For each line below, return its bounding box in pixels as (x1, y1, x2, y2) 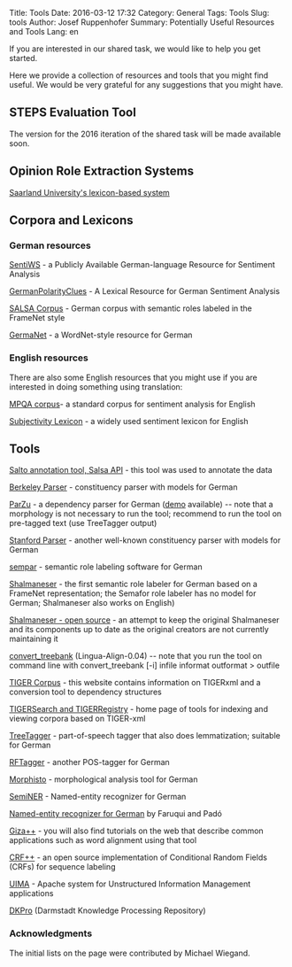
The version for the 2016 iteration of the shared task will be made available (9, 128, 281, 139)
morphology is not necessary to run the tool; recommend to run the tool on (9, 508, 282, 519)
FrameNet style (9, 313, 65, 323)
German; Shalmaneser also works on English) (9, 598, 175, 608)
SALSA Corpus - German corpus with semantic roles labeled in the (9, 303, 252, 313)
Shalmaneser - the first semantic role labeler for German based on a (9, 579, 258, 590)
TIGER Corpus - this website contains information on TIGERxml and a (9, 677, 261, 688)
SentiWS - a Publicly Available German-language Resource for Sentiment (9, 259, 276, 270)
